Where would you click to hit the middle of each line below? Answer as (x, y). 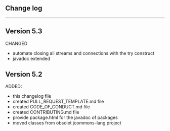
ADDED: (14, 86)
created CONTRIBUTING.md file (46, 112)
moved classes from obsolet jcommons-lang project (67, 123)
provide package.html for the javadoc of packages (65, 117)
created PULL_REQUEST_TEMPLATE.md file (58, 102)
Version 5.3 (24, 31)
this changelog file (32, 96)
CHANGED (16, 43)
